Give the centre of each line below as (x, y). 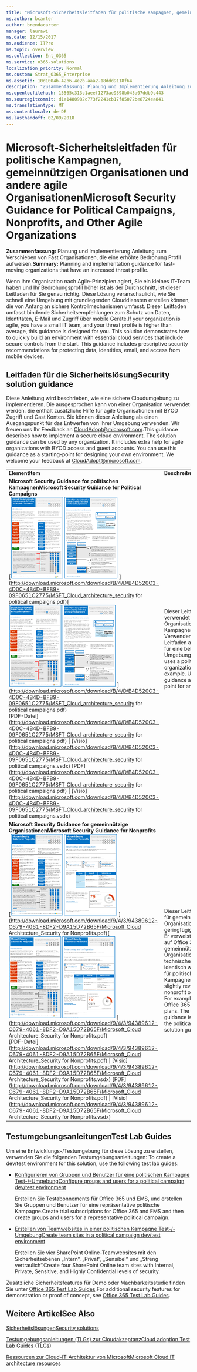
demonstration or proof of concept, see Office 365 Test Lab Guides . (88, 1295)
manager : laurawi (27, 31)
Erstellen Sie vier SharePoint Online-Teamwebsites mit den (85, 1253)
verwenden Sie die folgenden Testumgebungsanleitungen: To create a (91, 1157)
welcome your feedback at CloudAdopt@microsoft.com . (74, 461)
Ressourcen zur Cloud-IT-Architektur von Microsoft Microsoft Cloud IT (90, 1357)
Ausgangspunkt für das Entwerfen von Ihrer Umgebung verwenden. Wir (93, 423)
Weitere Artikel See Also (51, 1314)
